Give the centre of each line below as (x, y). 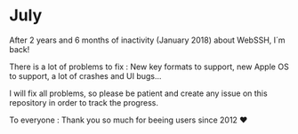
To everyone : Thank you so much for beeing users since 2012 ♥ (129, 120)
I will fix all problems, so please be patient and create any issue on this (139, 93)
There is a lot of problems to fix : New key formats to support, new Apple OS (149, 67)
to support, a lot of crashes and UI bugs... (85, 75)
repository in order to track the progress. (84, 102)
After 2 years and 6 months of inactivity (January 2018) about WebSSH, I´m (148, 40)
